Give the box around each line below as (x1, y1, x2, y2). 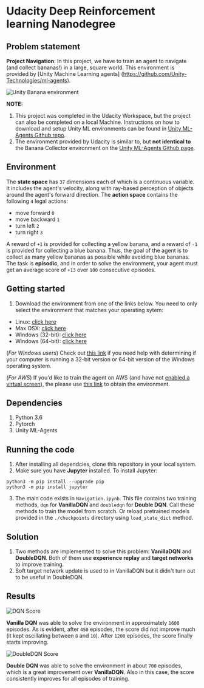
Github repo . (34, 132, 66, 138)
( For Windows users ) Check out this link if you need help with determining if (6, 349, 196, 356)
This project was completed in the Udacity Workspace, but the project (15, 112, 191, 119)
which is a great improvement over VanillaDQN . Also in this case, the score (6, 668, 194, 675)
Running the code (6, 444, 75, 455)
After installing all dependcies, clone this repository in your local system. (15, 460, 197, 468)
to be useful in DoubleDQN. (15, 574, 84, 581)
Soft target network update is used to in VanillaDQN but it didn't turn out (15, 567, 195, 574)
